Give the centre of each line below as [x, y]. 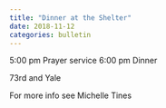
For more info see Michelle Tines [71, 95]
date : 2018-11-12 [42, 26]
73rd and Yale [35, 78]
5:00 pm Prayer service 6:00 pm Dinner [83, 61]
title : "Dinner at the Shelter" [70, 18]
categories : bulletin [50, 34]
